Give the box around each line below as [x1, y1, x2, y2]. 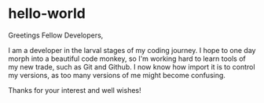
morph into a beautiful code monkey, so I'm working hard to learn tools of [8, 54, 246, 63]
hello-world [8, 5, 86, 23]
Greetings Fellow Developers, [8, 30, 104, 40]
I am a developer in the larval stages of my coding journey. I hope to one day [8, 45, 256, 55]
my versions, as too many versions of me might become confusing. [8, 70, 226, 80]
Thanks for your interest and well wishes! [8, 85, 141, 94]
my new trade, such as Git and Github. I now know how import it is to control [8, 62, 255, 71]
